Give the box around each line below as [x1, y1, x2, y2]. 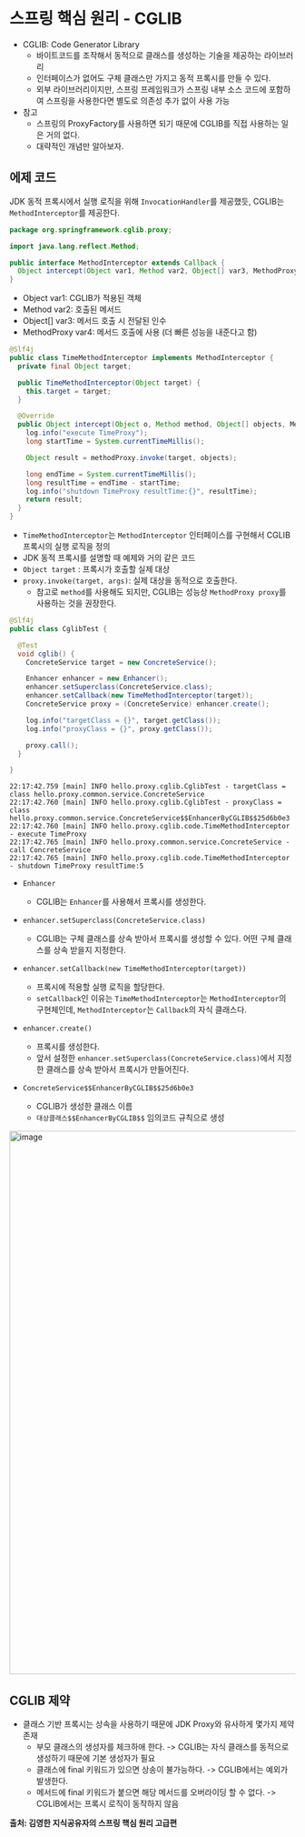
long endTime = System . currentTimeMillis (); [25, 469, 197, 478]
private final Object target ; [17, 361, 132, 371]
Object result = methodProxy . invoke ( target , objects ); [25, 453, 238, 462]
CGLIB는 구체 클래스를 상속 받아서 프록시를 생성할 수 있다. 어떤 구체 [35, 933, 275, 944]
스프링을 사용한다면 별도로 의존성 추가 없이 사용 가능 [45, 95, 231, 105]
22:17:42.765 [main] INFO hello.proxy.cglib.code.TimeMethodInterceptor [9, 854, 290, 863]
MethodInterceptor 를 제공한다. [9, 206, 121, 218]
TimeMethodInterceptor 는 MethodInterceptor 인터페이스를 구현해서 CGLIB [22, 529, 290, 540]
